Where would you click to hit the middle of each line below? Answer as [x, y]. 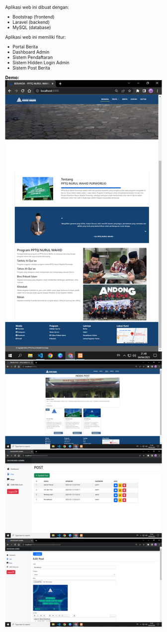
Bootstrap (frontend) [33, 17]
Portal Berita [25, 47]
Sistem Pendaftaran [33, 57]
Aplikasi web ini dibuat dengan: [37, 7]
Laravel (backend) [31, 22]
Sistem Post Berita [31, 68]
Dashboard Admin [31, 52]
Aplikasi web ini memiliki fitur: [36, 37]
